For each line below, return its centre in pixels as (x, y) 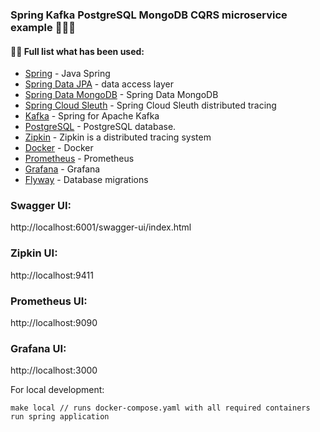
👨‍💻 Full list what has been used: (77, 51)
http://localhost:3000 (54, 370)
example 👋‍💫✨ (43, 27)
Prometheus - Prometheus (79, 159)
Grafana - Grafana (62, 169)
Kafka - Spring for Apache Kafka (92, 116)
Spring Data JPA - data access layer (99, 84)
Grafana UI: (38, 348)
